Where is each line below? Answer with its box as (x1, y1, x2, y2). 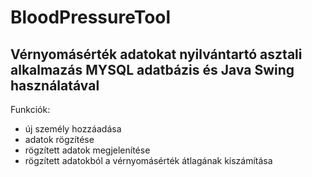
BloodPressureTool (10, 6, 172, 29)
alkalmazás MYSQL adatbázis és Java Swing (10, 61, 295, 78)
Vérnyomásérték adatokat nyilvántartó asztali (10, 46, 303, 63)
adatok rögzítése (24, 134, 95, 145)
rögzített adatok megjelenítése (24, 144, 151, 156)
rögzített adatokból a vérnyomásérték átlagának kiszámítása (24, 155, 273, 166)
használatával (10, 77, 100, 94)
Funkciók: (10, 104, 51, 115)
